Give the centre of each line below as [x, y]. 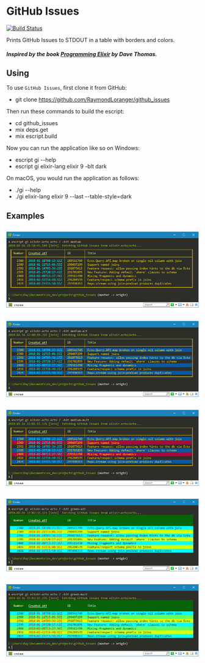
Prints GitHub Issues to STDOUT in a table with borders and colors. [91, 40]
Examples [25, 216]
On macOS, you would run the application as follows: [73, 178]
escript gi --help [36, 160]
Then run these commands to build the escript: [65, 112]
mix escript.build [36, 136]
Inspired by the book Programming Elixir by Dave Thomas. [82, 54]
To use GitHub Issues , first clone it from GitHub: [67, 88]
